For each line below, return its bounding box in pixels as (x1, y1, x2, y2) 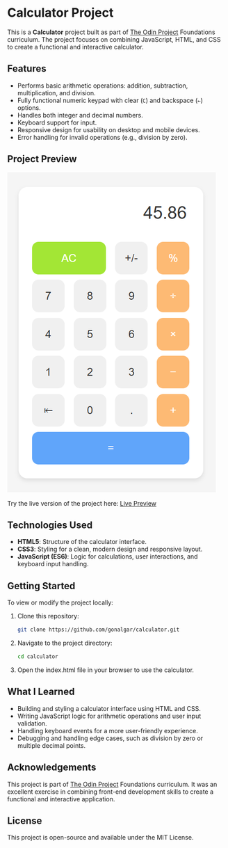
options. (17, 103, 41, 112)
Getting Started (7, 579, 76, 592)
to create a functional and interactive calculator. (7, 42, 144, 51)
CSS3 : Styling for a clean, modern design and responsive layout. (17, 545, 203, 554)
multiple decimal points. (17, 741, 86, 749)
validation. (17, 719, 47, 728)
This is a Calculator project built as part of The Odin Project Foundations (7, 28, 215, 36)
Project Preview (7, 153, 77, 165)
